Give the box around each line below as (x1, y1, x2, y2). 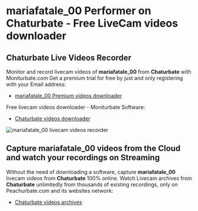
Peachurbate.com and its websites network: (6, 187, 113, 194)
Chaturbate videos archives (14, 199, 83, 206)
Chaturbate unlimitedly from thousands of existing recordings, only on (6, 181, 178, 188)
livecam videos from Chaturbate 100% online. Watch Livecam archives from (6, 174, 192, 182)
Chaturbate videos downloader (14, 115, 90, 122)
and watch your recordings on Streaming (6, 153, 160, 163)
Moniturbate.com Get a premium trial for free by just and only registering (6, 75, 183, 81)
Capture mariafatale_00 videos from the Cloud (6, 143, 181, 154)
